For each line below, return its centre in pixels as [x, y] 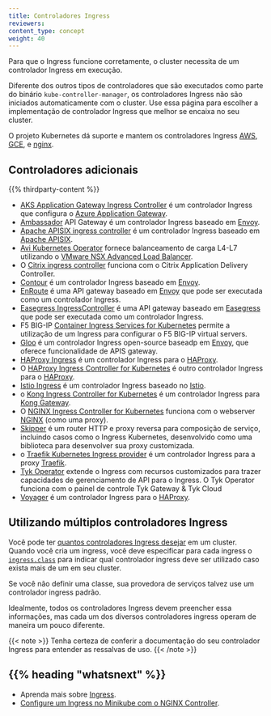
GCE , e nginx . [31, 144]
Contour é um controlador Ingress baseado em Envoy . [110, 282]
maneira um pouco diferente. [57, 625]
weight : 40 [27, 38]
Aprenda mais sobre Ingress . [68, 694]
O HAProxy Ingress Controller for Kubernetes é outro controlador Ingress [142, 368]
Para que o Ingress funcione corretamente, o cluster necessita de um [124, 61]
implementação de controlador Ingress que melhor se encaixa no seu [124, 112]
